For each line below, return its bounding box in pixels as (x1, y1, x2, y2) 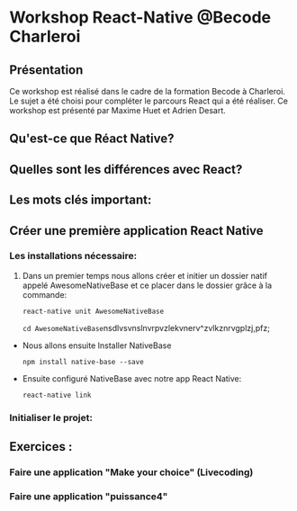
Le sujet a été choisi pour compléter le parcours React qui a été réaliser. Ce (9, 95, 288, 106)
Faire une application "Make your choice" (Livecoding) (9, 466, 254, 479)
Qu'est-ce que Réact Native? (9, 131, 175, 147)
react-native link (22, 390, 92, 399)
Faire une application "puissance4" (9, 490, 168, 503)
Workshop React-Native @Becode (9, 7, 272, 28)
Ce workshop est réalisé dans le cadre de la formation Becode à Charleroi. (9, 86, 286, 96)
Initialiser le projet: (9, 411, 93, 424)
